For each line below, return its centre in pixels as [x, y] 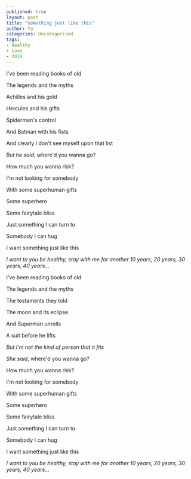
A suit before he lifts [31, 335]
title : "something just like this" [50, 23]
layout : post [22, 17]
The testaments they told [37, 300]
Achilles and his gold [32, 97]
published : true [26, 12]
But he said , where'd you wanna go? [51, 155]
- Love [14, 51]
